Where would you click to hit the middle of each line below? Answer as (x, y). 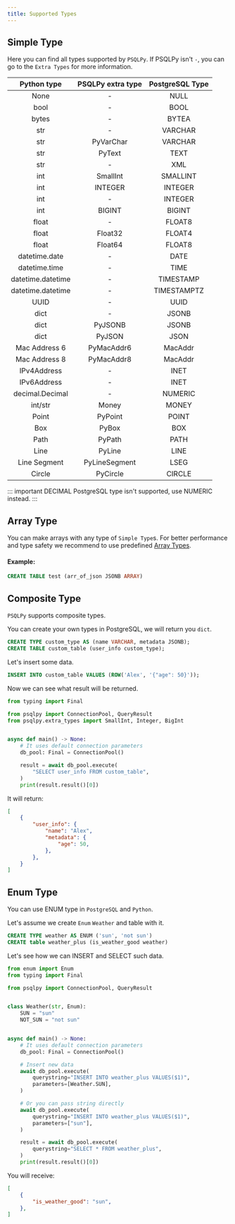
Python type (40, 84)
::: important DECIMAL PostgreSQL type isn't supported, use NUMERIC (110, 491)
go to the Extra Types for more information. (70, 67)
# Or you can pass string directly (72, 1104)
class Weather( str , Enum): (47, 1007)
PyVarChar (110, 142)
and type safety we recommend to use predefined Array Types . (99, 545)
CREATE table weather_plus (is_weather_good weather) (88, 942)
